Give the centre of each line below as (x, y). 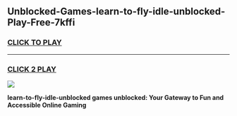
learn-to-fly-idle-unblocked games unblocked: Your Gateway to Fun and (116, 97)
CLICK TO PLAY (35, 43)
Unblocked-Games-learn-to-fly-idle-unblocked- (116, 12)
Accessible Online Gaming (47, 105)
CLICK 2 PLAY (32, 69)
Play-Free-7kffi (41, 23)
